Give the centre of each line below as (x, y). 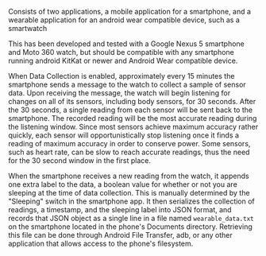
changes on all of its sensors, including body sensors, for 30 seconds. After (132, 101)
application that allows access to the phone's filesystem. (101, 243)
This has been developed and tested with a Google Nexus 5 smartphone (126, 44)
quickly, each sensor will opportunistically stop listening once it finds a (124, 135)
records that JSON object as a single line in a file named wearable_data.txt (131, 218)
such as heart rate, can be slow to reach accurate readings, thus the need (129, 152)
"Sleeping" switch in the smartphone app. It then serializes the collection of (132, 201)
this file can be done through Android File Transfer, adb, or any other (120, 235)
